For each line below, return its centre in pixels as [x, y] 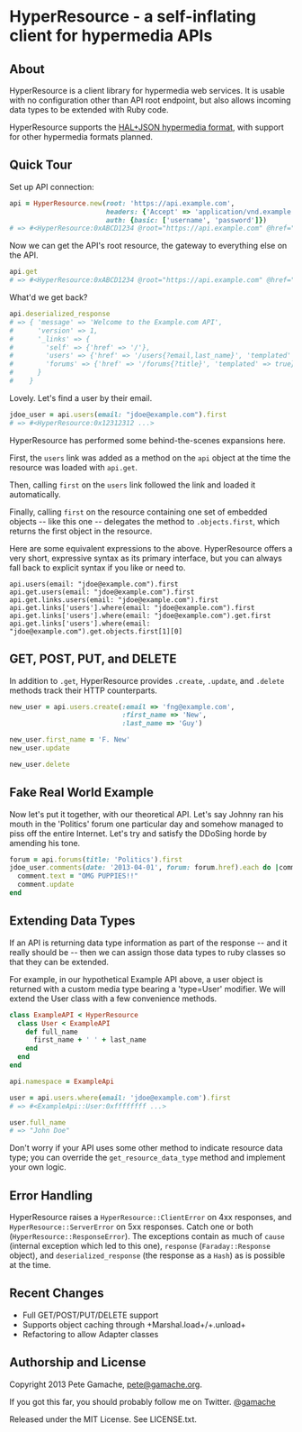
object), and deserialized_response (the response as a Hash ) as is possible [147, 1255]
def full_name [52, 1032]
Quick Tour [41, 165]
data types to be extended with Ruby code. [89, 109]
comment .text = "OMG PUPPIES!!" [78, 876]
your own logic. [38, 1167]
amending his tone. [45, 843]
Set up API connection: [52, 187]
